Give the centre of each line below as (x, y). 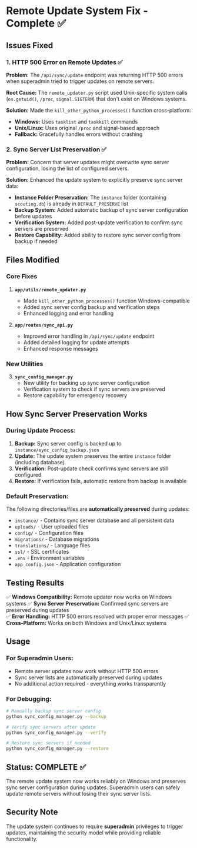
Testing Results (35, 583)
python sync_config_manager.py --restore (58, 749)
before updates (33, 217)
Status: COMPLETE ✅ (46, 767)
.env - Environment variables (50, 558)
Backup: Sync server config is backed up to (68, 443)
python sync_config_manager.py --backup (56, 716)
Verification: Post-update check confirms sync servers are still (91, 468)
